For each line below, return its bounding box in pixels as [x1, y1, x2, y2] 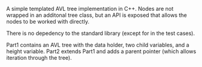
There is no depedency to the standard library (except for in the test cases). [6, 30, 195, 37]
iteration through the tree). [6, 54, 72, 61]
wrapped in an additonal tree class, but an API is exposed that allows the [6, 11, 187, 19]
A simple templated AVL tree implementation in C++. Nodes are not [6, 5, 174, 12]
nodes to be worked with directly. [6, 18, 90, 25]
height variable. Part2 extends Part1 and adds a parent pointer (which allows [6, 48, 197, 55]
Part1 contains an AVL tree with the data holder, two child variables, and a [6, 42, 189, 48]
